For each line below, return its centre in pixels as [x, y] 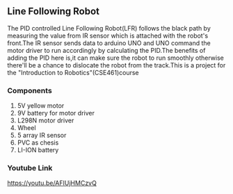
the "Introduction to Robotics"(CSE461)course [73, 72]
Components [30, 90]
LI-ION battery [38, 150]
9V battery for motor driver [56, 113]
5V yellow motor [41, 106]
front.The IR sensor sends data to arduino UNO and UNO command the [109, 43]
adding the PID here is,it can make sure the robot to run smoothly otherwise [115, 58]
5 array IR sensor [42, 136]
